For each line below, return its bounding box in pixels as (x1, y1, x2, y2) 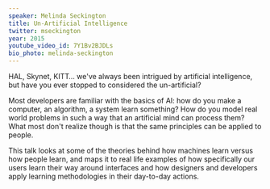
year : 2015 (8, 34, 45, 43)
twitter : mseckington (8, 27, 81, 35)
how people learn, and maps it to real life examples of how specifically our (8, 154, 255, 164)
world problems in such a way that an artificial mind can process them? (8, 113, 245, 122)
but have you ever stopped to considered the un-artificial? (8, 80, 201, 90)
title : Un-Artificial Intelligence (8, 19, 128, 27)
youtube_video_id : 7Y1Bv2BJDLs (8, 42, 114, 50)
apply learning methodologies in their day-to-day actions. (8, 171, 200, 181)
